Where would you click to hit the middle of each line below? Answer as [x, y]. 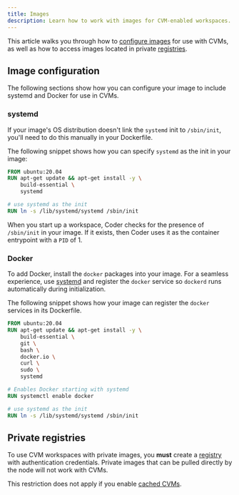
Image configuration [54, 71]
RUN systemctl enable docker [51, 396]
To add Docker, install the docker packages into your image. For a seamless [118, 274]
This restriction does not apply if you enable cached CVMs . [95, 484]
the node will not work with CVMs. [58, 470]
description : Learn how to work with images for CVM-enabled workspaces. [119, 21]
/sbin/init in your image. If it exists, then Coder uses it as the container [113, 232]
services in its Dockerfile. [45, 310]
